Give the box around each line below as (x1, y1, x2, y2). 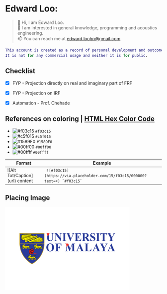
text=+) (44, 179, 61, 184)
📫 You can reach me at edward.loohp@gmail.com (17, 35, 121, 41)
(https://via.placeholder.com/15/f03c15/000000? (44, 174, 147, 179)
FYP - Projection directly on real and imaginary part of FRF (12, 80, 133, 86)
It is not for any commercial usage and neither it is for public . (5, 53, 148, 58)
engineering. (17, 30, 44, 36)
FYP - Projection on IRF (12, 90, 61, 96)
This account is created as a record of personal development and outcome (5, 48, 164, 53)
